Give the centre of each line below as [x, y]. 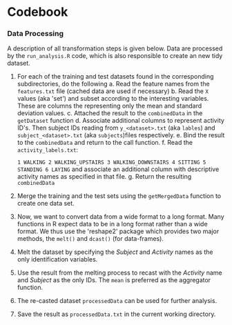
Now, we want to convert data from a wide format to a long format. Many [120, 217]
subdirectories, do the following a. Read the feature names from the [113, 84]
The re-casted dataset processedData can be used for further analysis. [117, 301]
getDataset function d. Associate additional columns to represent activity [120, 121]
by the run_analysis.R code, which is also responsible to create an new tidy [115, 56]
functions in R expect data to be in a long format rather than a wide [113, 224]
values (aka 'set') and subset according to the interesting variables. [113, 99]
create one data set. [46, 204]
